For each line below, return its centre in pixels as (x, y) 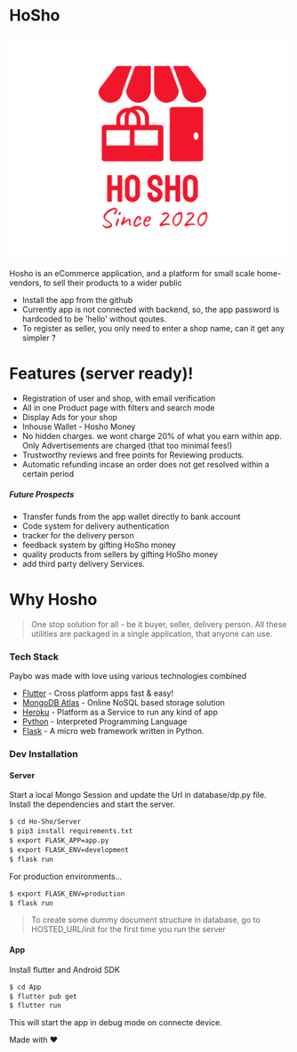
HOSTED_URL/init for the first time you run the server (128, 929)
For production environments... (66, 876)
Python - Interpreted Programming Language (104, 721)
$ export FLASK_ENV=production (67, 894)
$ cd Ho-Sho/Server (45, 822)
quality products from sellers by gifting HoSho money (120, 554)
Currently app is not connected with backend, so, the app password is (151, 310)
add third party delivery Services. (83, 563)
